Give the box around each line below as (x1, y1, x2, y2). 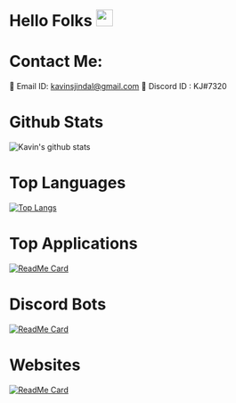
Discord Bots (9, 294, 107, 315)
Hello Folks (9, 11, 93, 31)
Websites (9, 355, 81, 375)
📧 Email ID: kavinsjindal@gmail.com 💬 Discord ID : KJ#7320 (9, 81, 227, 92)
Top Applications (9, 234, 138, 254)
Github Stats (9, 112, 104, 133)
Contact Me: (9, 52, 103, 71)
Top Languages (9, 173, 126, 193)
